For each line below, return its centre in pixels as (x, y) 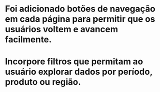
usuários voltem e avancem (62, 29)
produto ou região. (43, 82)
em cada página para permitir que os (80, 19)
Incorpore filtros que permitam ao (74, 62)
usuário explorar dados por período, (79, 72)
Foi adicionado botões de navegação (80, 9)
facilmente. (29, 40)
